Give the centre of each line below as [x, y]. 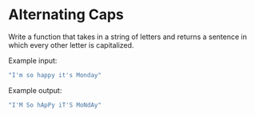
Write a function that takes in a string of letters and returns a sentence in [128, 37]
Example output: [35, 90]
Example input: [33, 60]
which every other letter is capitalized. [71, 45]
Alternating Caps [66, 15]
